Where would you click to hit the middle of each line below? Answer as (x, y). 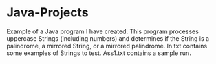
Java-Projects (47, 13)
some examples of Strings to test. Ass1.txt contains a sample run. (99, 53)
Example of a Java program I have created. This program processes (102, 31)
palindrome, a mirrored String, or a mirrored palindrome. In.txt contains (107, 46)
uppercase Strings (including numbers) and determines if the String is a (108, 38)
